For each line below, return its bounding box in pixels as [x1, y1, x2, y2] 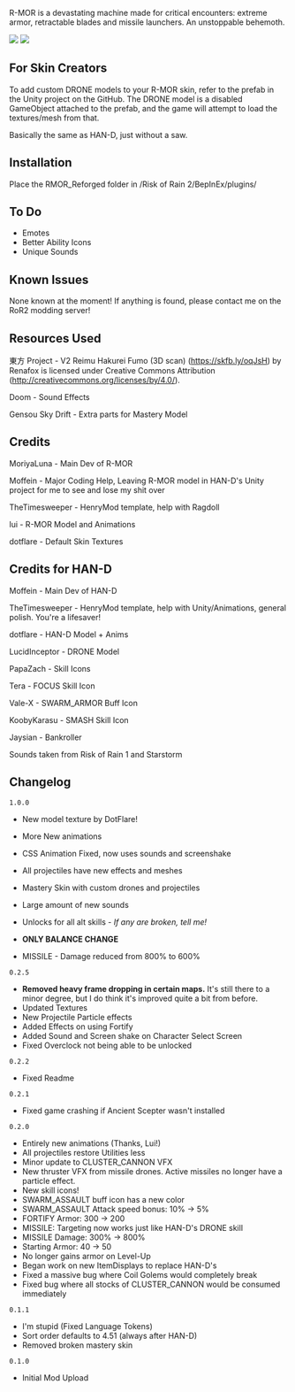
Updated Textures [21, 1002, 88, 1012]
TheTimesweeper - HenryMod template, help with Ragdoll [9, 502, 220, 512]
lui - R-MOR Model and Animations [9, 519, 136, 529]
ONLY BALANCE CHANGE [21, 934, 119, 944]
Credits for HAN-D [9, 562, 112, 577]
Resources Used [9, 331, 102, 346]
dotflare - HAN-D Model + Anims [9, 628, 129, 640]
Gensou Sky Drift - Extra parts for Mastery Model [9, 409, 188, 419]
